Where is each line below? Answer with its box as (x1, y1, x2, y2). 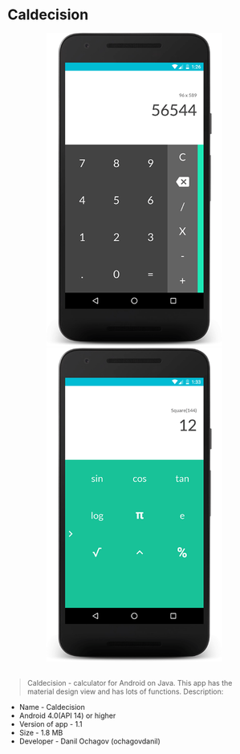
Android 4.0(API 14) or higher (18, 711, 116, 720)
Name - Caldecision (18, 703, 85, 712)
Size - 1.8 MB (18, 728, 63, 738)
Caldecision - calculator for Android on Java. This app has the (26, 679, 233, 688)
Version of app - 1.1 (18, 719, 83, 729)
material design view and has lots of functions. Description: (26, 687, 224, 696)
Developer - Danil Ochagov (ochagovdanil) (18, 736, 161, 746)
